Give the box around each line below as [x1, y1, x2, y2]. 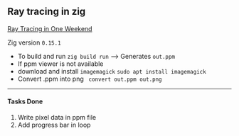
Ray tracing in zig [7, 6, 86, 18]
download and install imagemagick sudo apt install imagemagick [17, 67, 206, 75]
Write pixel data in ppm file [17, 113, 97, 122]
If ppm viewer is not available [17, 59, 104, 68]
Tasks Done [7, 97, 43, 106]
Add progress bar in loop [17, 120, 91, 130]
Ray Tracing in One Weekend [7, 24, 92, 33]
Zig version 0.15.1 [7, 38, 62, 47]
